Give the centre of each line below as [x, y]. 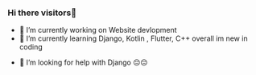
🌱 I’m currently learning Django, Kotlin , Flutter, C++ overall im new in [133, 38]
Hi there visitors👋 [42, 13]
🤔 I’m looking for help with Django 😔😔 [83, 62]
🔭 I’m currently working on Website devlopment [98, 30]
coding [31, 47]
